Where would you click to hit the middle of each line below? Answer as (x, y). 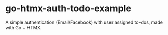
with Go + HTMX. (23, 27)
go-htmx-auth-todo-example (68, 9)
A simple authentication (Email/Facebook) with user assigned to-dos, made (84, 22)
